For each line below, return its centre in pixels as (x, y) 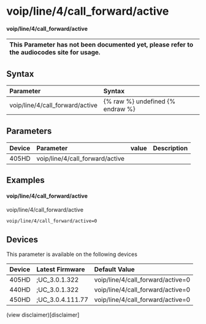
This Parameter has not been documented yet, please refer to (101, 45)
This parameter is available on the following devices (72, 254)
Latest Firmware (61, 269)
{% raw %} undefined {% (139, 101)
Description (170, 148)
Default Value (114, 269)
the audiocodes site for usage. (55, 52)
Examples (25, 180)
